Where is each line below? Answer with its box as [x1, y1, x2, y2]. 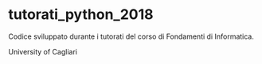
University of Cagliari [8, 47, 78, 56]
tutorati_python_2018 [8, 6, 154, 24]
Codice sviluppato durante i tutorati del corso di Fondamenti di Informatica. [8, 32, 255, 41]
